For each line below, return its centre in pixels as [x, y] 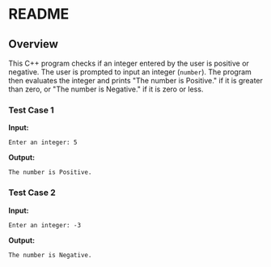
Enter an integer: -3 [45, 225]
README [39, 14]
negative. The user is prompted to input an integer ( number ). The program [130, 72]
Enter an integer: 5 [43, 142]
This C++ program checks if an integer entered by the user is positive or [129, 63]
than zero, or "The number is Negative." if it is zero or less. [106, 89]
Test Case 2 [32, 193]
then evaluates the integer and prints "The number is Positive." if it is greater [135, 81]
